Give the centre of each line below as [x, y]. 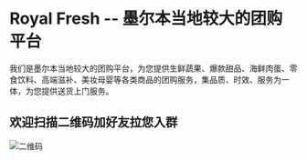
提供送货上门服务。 [77, 91]
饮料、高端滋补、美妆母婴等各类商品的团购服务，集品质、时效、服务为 [149, 79]
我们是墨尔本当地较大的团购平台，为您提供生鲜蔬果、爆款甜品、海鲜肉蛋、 [149, 68]
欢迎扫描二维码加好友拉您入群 [94, 122]
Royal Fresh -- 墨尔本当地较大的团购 [146, 19]
